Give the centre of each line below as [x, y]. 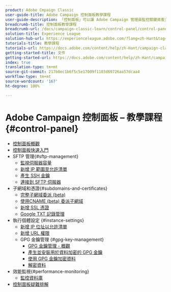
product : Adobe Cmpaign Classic [39, 10]
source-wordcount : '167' [32, 81]
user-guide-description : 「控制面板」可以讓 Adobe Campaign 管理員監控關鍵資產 [85, 19]
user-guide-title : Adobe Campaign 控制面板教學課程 [58, 15]
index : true [18, 62]
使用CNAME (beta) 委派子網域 [52, 201]
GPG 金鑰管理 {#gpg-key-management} [62, 239]
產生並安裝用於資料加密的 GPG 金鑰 [65, 252]
